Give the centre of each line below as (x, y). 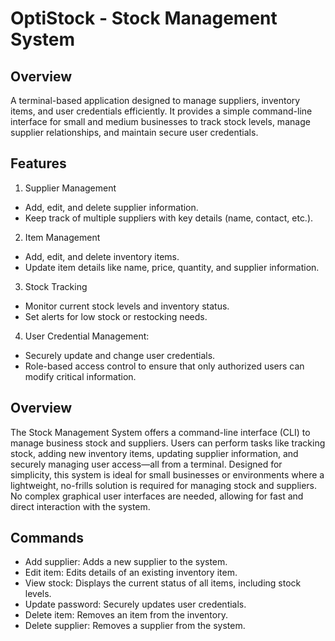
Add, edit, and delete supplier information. (111, 207)
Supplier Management (70, 188)
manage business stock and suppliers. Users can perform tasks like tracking (168, 443)
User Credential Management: (87, 336)
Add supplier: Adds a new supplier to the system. (126, 562)
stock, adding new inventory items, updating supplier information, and (154, 453)
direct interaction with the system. (80, 506)
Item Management (62, 237)
